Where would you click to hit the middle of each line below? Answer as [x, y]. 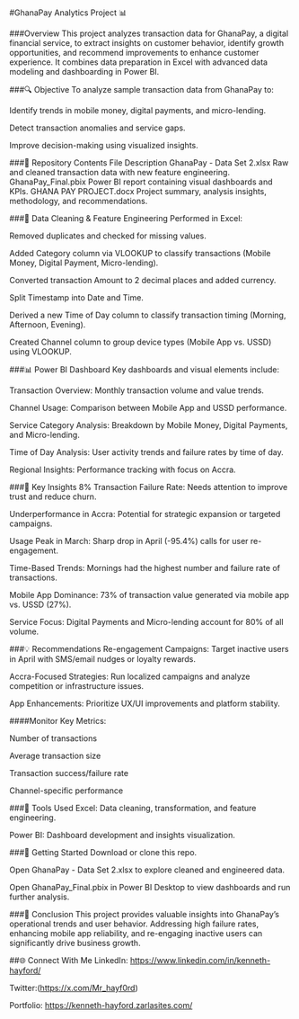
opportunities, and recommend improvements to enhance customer [134, 53]
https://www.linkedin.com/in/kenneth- [200, 960]
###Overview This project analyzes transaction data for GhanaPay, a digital [149, 33]
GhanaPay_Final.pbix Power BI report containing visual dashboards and [141, 182]
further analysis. [40, 897]
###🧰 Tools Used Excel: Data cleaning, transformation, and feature [133, 808]
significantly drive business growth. [75, 943]
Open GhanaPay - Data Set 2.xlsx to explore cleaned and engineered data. [147, 870]
